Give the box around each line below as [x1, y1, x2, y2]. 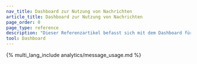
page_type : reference [6, 24, 59, 31]
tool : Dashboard [6, 35, 46, 41]
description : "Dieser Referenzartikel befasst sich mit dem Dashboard [6, 30, 182, 36]
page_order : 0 [6, 19, 41, 25]
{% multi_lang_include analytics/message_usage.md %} [6, 52, 142, 58]
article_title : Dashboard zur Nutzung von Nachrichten [6, 14, 143, 20]
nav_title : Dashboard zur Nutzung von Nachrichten [6, 8, 133, 15]
